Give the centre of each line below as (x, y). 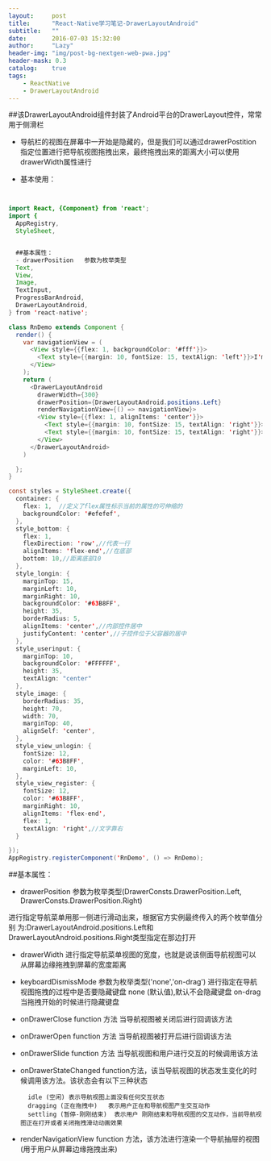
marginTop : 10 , (48, 656)
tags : (17, 76)
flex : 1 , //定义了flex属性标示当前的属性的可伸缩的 (103, 506)
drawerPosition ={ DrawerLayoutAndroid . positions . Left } (129, 402)
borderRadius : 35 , (54, 701)
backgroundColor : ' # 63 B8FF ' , (72, 604)
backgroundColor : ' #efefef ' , (72, 514)
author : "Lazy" (41, 46)
